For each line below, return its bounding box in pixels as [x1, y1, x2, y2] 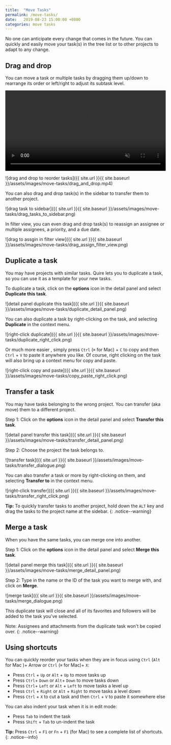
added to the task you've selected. [5, 613, 78, 619]
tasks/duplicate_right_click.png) [5, 336, 72, 342]
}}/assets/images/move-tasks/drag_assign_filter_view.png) [5, 242, 128, 248]
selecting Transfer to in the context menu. [5, 478, 94, 484]
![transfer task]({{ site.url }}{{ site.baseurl [5, 457, 92, 463]
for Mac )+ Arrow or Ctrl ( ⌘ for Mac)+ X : [5, 662, 90, 668]
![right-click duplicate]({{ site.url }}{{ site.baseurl [5, 331, 107, 337]
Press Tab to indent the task [12, 713, 71, 719]
